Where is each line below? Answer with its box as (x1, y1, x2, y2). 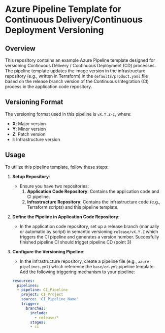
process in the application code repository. (5, 84, 92, 90)
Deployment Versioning (5, 25, 104, 36)
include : (30, 310, 48, 315)
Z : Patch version (12, 131, 46, 137)
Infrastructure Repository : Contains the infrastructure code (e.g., (27, 199, 161, 205)
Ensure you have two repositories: (19, 183, 89, 189)
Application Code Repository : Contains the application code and (27, 188, 160, 194)
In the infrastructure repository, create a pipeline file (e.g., (19, 258, 137, 264)
